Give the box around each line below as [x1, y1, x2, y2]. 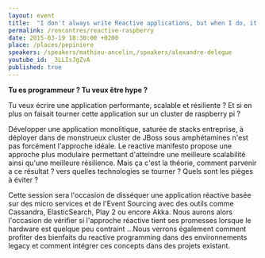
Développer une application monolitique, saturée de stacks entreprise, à [8, 124, 244, 133]
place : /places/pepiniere [8, 41, 94, 49]
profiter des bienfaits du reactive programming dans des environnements [8, 232, 248, 242]
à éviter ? [8, 175, 38, 184]
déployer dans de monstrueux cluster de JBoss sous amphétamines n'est [8, 133, 248, 142]
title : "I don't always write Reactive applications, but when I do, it [8, 19, 258, 27]
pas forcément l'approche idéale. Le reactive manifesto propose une [8, 141, 232, 151]
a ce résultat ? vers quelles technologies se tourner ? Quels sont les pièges [8, 166, 254, 175]
